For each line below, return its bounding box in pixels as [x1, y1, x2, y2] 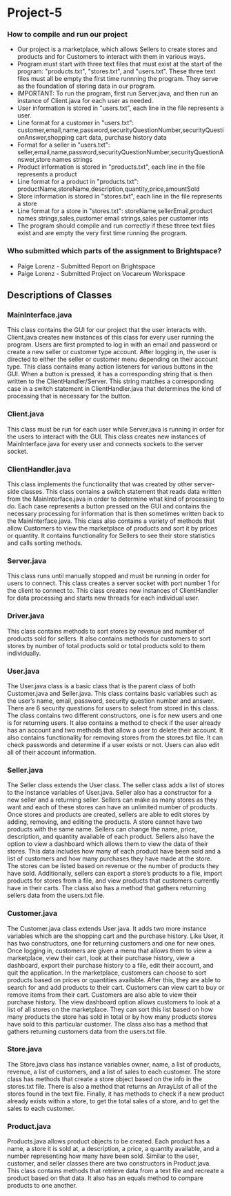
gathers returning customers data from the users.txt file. [7, 1027, 167, 1036]
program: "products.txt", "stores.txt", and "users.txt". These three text [17, 67, 216, 75]
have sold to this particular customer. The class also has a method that [7, 1020, 208, 1028]
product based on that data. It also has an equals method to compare [7, 1174, 203, 1182]
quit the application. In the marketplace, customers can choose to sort [7, 968, 207, 977]
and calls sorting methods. [7, 539, 83, 547]
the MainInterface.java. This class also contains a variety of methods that [7, 517, 215, 525]
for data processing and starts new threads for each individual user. [7, 594, 200, 602]
